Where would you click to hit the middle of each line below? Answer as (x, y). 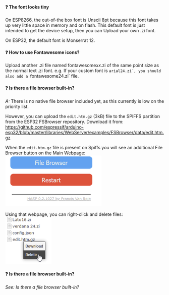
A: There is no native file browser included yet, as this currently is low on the (85, 101)
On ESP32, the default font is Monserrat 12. (50, 40)
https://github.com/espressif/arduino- (45, 127)
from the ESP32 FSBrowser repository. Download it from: (64, 122)
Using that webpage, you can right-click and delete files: (64, 214)
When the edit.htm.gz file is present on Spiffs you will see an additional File (84, 147)
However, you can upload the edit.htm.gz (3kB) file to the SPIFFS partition (83, 116)
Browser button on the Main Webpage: (45, 153)
